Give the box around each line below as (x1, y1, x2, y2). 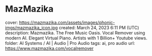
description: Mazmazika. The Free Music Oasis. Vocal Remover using (5, 30, 145, 36)
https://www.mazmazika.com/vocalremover (5, 45, 94, 51)
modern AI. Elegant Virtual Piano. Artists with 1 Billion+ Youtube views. (5, 35, 148, 41)
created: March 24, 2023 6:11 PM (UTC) (59, 24, 139, 30)
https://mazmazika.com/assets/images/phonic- (19, 19, 115, 25)
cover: (5, 19, 18, 25)
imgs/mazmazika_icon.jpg (5, 24, 58, 30)
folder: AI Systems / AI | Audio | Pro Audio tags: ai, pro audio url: (5, 40, 135, 46)
